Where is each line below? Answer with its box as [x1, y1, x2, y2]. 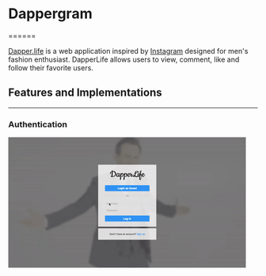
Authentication [8, 119, 67, 130]
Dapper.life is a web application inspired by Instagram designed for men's [8, 46, 249, 55]
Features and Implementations [8, 86, 162, 100]
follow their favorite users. [8, 62, 93, 72]
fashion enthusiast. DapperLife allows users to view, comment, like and [8, 55, 240, 64]
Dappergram [8, 5, 93, 23]
